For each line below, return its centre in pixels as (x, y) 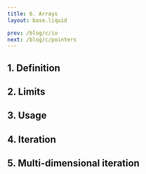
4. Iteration (32, 139)
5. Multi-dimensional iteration (74, 163)
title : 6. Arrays (33, 14)
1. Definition (34, 68)
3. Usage (27, 115)
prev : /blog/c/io (33, 33)
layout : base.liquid (38, 20)
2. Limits (26, 92)
